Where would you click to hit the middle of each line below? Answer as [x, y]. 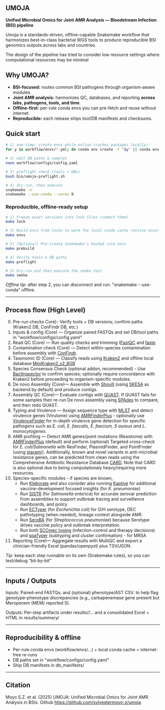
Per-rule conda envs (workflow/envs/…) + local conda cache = [76, 649]
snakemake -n [19, 190]
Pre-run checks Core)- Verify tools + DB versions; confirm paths [78, 322]
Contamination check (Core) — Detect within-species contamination [82, 348]
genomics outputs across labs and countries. [51, 45]
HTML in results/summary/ [32, 617]
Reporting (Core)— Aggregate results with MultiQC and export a [77, 541]
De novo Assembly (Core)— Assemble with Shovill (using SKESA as [81, 384]
